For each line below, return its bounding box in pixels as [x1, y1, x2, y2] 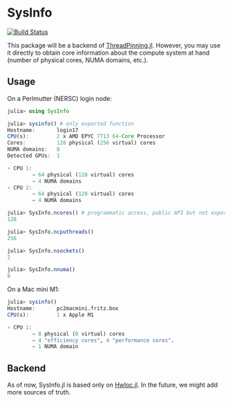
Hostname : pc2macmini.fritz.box [7, 305, 119, 312]
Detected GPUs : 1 [7, 152, 60, 159]
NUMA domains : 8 [7, 146, 60, 153]
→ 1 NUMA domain [32, 343, 79, 350]
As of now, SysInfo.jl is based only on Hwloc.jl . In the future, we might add [7, 381, 218, 389]
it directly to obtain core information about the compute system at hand [7, 48, 210, 57]
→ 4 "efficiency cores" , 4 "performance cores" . [32, 337, 175, 344]
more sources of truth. [7, 388, 71, 396]
